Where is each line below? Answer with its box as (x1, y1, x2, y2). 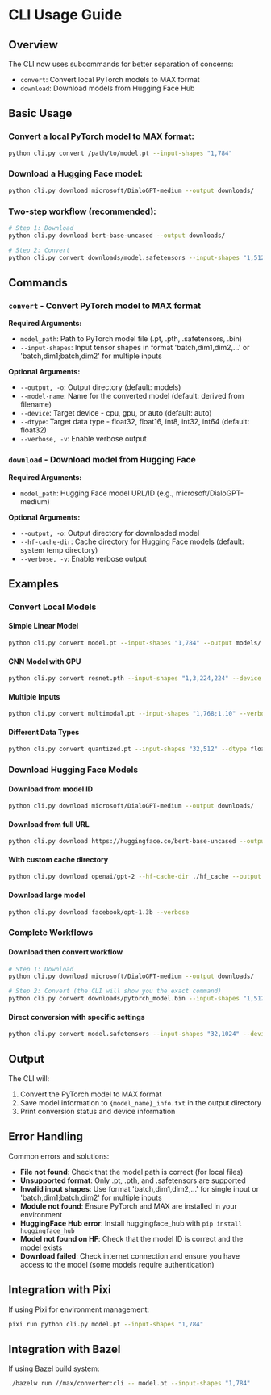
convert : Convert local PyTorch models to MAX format (19, 75, 200, 84)
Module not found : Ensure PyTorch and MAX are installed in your (19, 1201, 238, 1211)
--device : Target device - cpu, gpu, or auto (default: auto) (19, 408, 212, 418)
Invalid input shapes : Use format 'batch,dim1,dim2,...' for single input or (19, 1184, 260, 1193)
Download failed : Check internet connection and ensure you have (19, 1251, 240, 1260)
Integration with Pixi (8, 1283, 111, 1297)
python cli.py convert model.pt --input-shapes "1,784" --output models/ (8, 639, 262, 647)
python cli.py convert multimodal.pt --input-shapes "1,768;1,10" (8, 710, 236, 718)
